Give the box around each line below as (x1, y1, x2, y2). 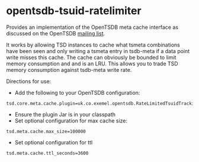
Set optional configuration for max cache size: (14, 117, 128, 124)
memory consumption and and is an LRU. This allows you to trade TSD (6, 60, 179, 67)
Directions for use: (6, 78, 52, 85)
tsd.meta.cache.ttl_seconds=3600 (6, 150, 89, 156)
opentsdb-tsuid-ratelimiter (6, 4, 142, 18)
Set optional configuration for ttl (14, 138, 93, 146)
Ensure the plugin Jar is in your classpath (14, 111, 115, 118)
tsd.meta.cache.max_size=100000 (6, 128, 86, 134)
